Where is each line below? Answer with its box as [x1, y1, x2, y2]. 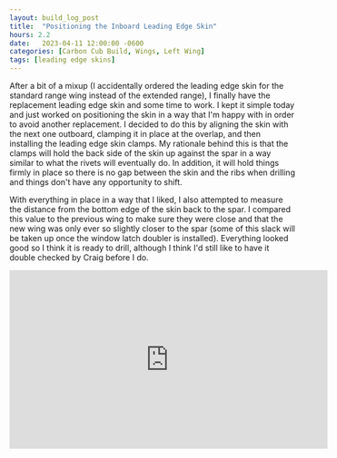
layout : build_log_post [9, 13, 100, 23]
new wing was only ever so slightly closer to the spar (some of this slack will [9, 223, 295, 234]
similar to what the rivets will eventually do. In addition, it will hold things [9, 158, 280, 168]
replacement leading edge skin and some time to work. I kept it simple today [9, 100, 295, 110]
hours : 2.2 [9, 30, 51, 39]
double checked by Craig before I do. [9, 252, 149, 263]
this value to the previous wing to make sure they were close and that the [9, 214, 283, 224]
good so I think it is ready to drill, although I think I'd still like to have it [9, 242, 270, 253]
